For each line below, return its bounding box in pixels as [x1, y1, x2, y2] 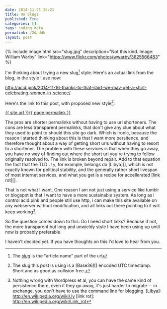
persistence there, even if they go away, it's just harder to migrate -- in [12, 282, 158, 288]
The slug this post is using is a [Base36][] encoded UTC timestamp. [12, 262, 152, 268]
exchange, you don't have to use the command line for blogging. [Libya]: [12, 288, 162, 294]
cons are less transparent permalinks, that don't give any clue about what [5, 124, 156, 130]
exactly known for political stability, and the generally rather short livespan [5, 167, 158, 173]
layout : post [5, 35, 32, 40]
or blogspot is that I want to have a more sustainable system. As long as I [5, 192, 155, 198]
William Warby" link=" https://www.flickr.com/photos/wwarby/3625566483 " [5, 54, 160, 60]
